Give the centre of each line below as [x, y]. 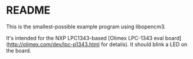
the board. [19, 50]
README [28, 10]
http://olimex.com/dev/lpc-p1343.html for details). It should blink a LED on [98, 44]
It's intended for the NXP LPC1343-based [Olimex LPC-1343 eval [85, 38]
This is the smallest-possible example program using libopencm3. [86, 27]
